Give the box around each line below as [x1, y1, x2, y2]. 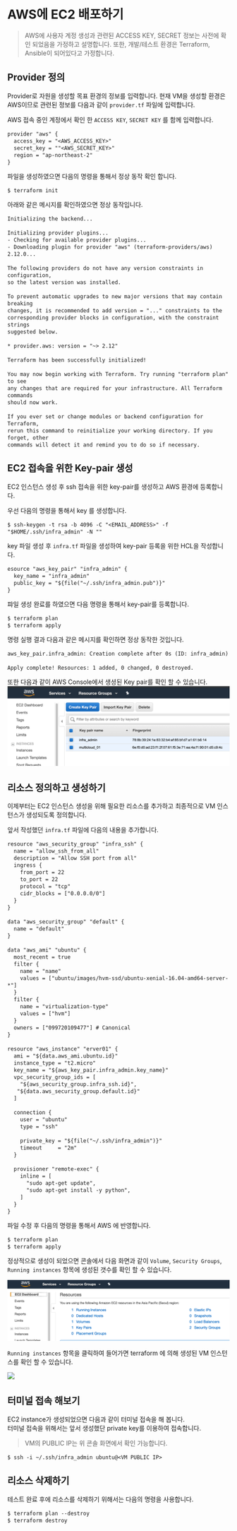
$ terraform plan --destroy [7, 1510, 90, 1517]
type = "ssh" [20, 1123, 59, 1130]
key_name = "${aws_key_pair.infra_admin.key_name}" [13, 1066, 169, 1074]
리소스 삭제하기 [7, 1474, 70, 1487]
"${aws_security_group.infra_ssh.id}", [20, 1080, 138, 1088]
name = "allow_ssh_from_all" [13, 847, 99, 855]
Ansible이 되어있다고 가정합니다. [24, 49, 115, 57]
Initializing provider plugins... [7, 229, 109, 237]
